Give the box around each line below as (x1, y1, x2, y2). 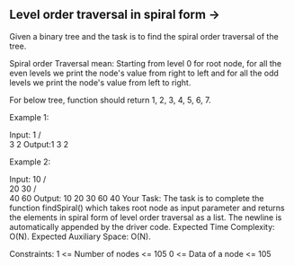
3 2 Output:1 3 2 (9, 138, 69, 149)
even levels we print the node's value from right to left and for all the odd (9, 67, 279, 78)
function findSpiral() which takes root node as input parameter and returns (9, 202, 285, 213)
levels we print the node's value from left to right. (9, 76, 192, 88)
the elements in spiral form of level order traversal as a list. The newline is (9, 211, 282, 223)
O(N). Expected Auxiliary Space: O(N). (9, 231, 151, 242)
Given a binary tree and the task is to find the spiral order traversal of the (9, 31, 279, 41)
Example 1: (9, 111, 49, 122)
